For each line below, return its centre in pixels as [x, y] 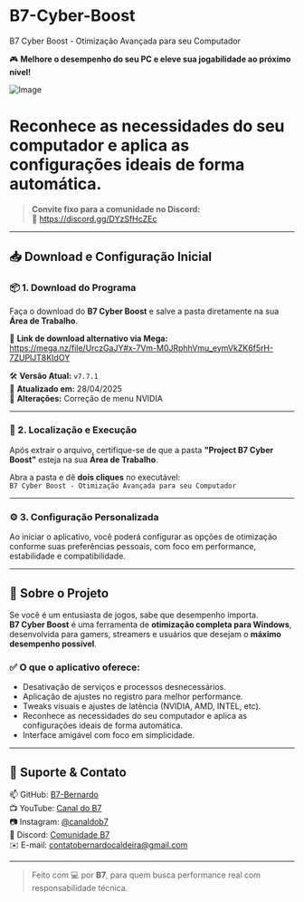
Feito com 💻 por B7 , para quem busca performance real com [146, 875]
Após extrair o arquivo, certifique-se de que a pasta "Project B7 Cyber [142, 450]
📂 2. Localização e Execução [73, 430]
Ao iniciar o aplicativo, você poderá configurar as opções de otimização [143, 537]
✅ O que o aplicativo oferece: [75, 667]
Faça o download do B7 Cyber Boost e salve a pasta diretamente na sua [144, 311]
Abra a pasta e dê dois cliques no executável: [95, 477]
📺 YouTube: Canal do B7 [56, 809]
